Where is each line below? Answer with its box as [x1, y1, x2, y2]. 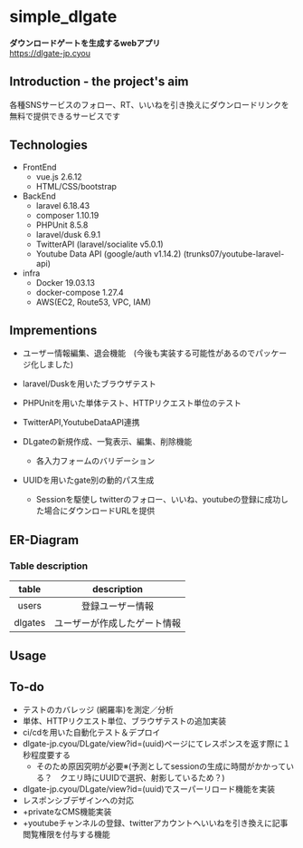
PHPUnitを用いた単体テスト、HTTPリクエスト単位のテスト [22, 397, 241, 409]
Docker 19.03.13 [35, 277, 95, 288]
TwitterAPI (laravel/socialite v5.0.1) [35, 239, 165, 249]
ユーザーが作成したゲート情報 [53, 617, 182, 629]
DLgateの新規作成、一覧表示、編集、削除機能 [22, 436, 193, 447]
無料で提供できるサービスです [9, 111, 120, 122]
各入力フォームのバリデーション [35, 455, 156, 466]
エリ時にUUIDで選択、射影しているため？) [67, 773, 225, 784]
